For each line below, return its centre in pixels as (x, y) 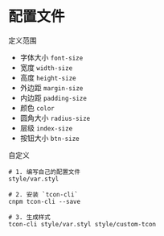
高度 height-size (48, 77)
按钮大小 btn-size (50, 138)
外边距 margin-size (51, 87)
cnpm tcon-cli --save (45, 201)
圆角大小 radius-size (55, 118)
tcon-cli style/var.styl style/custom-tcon (82, 224)
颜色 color (37, 108)
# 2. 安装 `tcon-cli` (43, 194)
